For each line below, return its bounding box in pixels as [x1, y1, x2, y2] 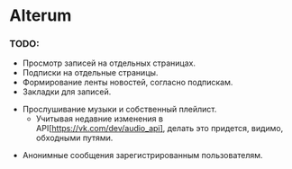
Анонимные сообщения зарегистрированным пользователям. [22, 150, 263, 161]
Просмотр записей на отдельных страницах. [22, 58, 196, 68]
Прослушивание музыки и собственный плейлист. [22, 104, 217, 115]
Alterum [9, 5, 72, 26]
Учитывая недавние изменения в [35, 113, 164, 124]
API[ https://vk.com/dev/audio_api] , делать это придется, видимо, [35, 123, 284, 134]
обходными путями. [35, 132, 114, 144]
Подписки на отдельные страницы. [22, 67, 159, 78]
